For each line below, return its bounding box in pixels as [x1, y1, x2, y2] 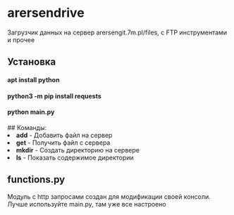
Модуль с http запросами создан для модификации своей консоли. [7, 192, 211, 201]
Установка [7, 56, 56, 68]
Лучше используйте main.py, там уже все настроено [7, 200, 167, 208]
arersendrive [7, 5, 85, 21]
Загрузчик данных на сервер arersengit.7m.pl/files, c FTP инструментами [7, 28, 228, 37]
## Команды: [7, 123, 47, 131]
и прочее [7, 35, 35, 44]
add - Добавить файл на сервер [16, 131, 113, 139]
